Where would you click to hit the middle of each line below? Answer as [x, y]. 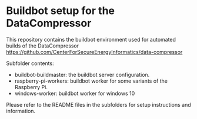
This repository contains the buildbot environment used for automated [91, 39]
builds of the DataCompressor [43, 46]
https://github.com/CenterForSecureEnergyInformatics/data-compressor [94, 52]
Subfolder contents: [30, 63]
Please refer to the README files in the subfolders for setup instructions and [98, 104]
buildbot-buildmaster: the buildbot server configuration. [82, 74]
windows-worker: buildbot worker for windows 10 [75, 93]
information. [21, 111]
